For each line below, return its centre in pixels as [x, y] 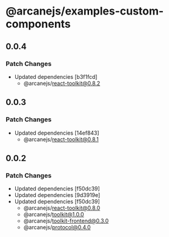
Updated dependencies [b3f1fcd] [56, 76]
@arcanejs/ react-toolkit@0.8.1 [61, 139]
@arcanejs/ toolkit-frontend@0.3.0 [66, 221]
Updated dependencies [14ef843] [57, 133]
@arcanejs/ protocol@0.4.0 [57, 227]
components [38, 24]
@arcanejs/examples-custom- [85, 11]
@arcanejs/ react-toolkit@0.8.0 [62, 208]
